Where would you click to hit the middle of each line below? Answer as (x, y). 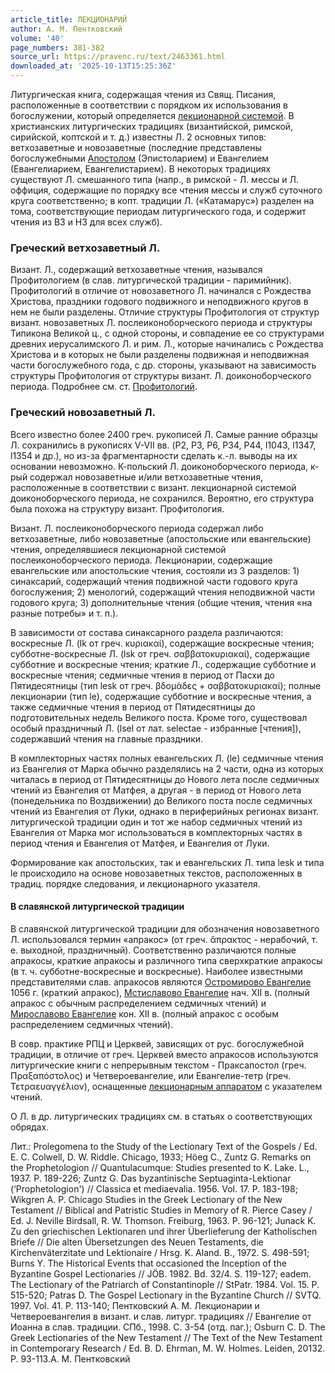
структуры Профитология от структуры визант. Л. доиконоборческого (161, 376)
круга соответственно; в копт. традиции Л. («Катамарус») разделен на (162, 200)
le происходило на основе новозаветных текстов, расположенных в (156, 873)
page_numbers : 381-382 (57, 47)
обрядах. (30, 1127)
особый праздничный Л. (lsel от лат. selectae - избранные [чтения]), (156, 728)
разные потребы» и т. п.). (64, 613)
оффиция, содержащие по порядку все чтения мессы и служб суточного (166, 190)
